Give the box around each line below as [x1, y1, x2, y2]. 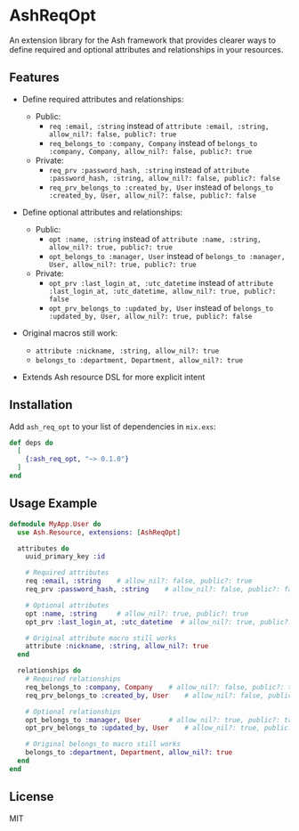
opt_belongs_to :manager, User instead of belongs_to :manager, [48, 250, 286, 261]
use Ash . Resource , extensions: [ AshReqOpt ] [17, 527, 181, 537]
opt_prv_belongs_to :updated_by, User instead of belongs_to [48, 302, 274, 313]
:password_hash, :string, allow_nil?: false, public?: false [48, 174, 280, 183]
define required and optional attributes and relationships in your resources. [9, 44, 284, 54]
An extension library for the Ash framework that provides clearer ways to [9, 35, 276, 45]
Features [9, 70, 60, 86]
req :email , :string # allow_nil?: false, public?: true [25, 576, 253, 586]
